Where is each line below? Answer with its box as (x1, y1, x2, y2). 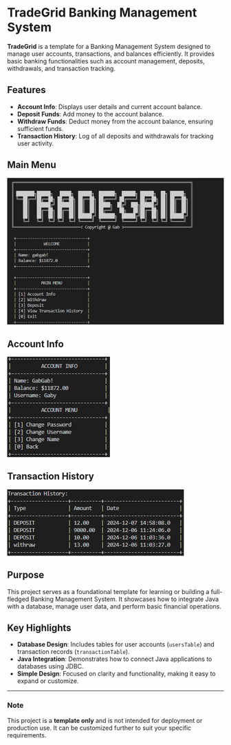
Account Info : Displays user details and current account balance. (16, 102, 203, 111)
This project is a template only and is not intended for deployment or (7, 716, 203, 724)
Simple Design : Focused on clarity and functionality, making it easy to (16, 670, 217, 678)
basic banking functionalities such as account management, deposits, (7, 57, 205, 65)
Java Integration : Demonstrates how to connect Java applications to (16, 655, 212, 663)
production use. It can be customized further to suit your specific (7, 724, 192, 732)
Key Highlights (7, 622, 71, 633)
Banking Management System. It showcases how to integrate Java (30, 595, 219, 603)
